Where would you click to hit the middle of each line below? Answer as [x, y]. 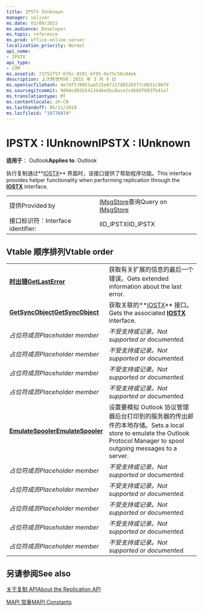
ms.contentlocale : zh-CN [37, 102]
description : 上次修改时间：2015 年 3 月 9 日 [61, 79]
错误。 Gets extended [139, 279]
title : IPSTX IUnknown [35, 12]
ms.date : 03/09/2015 [32, 23]
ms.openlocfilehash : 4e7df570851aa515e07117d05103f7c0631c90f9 [88, 85]
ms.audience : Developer [36, 29]
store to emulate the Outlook [149, 433]
